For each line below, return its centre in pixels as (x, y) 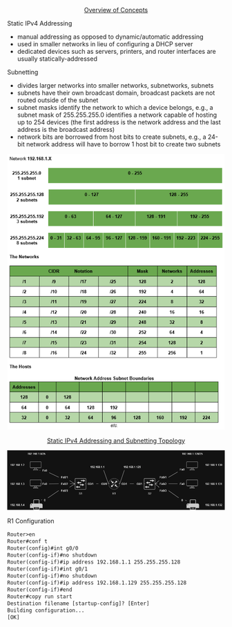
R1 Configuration (31, 521)
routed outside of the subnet (58, 100)
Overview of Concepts (116, 10)
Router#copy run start (40, 597)
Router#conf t (28, 541)
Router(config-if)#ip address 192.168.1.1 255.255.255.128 (94, 562)
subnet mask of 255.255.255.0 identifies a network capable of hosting (117, 115)
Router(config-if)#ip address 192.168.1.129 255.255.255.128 (97, 583)
